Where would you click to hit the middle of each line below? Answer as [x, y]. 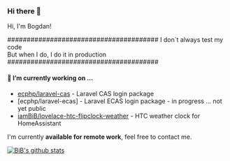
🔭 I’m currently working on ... [50, 78]
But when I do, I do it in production [57, 54]
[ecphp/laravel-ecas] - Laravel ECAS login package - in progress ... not [120, 101]
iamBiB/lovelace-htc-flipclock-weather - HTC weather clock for [109, 116]
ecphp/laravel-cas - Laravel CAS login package [86, 93]
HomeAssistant [39, 123]
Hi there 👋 [24, 11]
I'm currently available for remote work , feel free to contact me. [100, 137]
